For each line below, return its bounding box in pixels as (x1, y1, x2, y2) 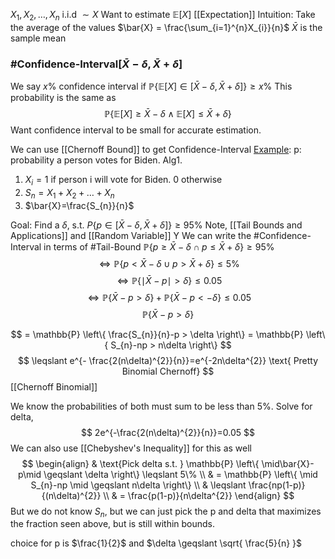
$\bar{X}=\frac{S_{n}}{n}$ (24, 199, 135, 211)
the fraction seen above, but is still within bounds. (10, 518, 216, 530)
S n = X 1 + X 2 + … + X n (24, 186, 115, 201)
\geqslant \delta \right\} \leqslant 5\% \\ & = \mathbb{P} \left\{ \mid (43, 468, 318, 480)
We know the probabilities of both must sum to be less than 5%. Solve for (10, 400, 313, 412)
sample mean (10, 32, 67, 44)
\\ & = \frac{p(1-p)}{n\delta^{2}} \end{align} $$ (103, 489, 295, 501)
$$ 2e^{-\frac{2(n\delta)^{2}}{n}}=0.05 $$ (80, 426, 256, 438)
